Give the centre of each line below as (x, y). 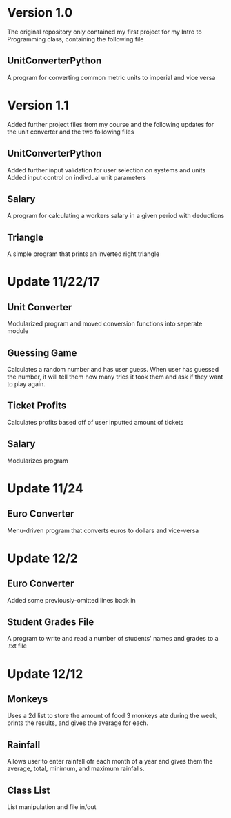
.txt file (17, 646)
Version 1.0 (40, 13)
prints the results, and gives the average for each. (78, 723)
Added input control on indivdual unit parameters (77, 177)
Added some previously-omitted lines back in (71, 600)
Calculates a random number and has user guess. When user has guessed (113, 369)
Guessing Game (42, 353)
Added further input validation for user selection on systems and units (107, 170)
